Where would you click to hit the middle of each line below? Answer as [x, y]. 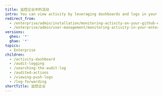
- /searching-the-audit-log [38, 68]
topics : [13, 46]
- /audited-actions [29, 73]
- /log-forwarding [28, 81]
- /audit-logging [27, 64]
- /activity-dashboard [32, 59]
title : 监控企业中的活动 [27, 9]
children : [15, 55]
